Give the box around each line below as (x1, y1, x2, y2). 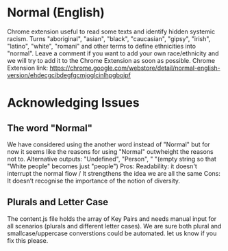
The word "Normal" (7, 122, 93, 134)
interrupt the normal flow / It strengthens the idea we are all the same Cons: (7, 169, 220, 177)
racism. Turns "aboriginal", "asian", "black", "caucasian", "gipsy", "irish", (7, 34, 211, 42)
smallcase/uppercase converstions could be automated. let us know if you (7, 229, 217, 237)
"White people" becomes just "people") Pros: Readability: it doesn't (7, 162, 197, 170)
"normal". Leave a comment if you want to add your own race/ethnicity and (7, 49, 219, 57)
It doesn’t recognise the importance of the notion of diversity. (7, 176, 180, 185)
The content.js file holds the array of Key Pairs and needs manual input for (7, 214, 217, 223)
